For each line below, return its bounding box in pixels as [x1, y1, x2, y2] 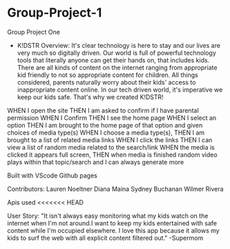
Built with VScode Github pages [7, 171, 98, 180]
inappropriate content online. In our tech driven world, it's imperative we [17, 85, 223, 94]
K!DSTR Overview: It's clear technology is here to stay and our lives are [17, 41, 221, 49]
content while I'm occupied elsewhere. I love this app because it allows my [7, 226, 220, 234]
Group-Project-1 [7, 5, 102, 21]
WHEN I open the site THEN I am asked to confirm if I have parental [7, 106, 199, 114]
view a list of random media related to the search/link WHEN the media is [7, 143, 215, 151]
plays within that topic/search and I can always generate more [7, 157, 184, 166]
